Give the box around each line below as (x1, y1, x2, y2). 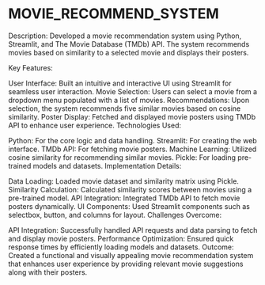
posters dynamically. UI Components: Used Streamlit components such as (8, 201, 251, 211)
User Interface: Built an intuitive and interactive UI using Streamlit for (8, 78, 232, 88)
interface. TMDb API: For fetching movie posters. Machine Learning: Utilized (8, 144, 257, 154)
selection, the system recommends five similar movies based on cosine (8, 104, 241, 113)
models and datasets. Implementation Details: (32, 161, 182, 170)
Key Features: (8, 63, 53, 72)
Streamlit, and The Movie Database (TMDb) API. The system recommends (8, 39, 250, 48)
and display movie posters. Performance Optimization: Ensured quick (8, 234, 234, 243)
